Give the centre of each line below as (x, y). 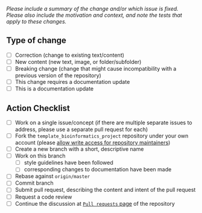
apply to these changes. (36, 21)
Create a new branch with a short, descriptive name (79, 149)
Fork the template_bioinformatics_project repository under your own (102, 136)
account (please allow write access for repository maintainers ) (93, 143)
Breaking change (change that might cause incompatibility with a (96, 68)
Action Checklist (38, 108)
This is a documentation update (54, 89)
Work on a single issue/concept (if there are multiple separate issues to (103, 122)
